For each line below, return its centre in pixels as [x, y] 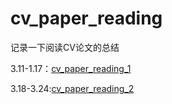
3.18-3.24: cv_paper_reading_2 [72, 88]
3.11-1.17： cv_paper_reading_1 [71, 68]
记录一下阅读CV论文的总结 [65, 47]
